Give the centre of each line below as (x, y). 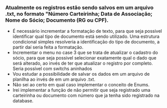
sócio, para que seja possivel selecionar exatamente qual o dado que (84, 58)
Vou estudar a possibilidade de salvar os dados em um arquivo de (81, 74)
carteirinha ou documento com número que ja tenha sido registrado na (86, 95)
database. (23, 101)
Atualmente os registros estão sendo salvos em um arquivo (79, 8)
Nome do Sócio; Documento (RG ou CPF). (57, 20)
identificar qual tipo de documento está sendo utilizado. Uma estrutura (86, 36)
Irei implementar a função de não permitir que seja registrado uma (81, 90)
